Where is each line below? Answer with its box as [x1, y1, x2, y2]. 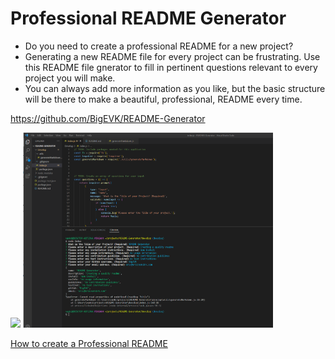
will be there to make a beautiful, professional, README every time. [24, 93, 303, 105]
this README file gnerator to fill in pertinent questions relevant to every [24, 61, 318, 73]
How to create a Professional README [10, 337, 168, 349]
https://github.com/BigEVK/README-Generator [10, 112, 206, 124]
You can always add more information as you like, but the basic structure [24, 82, 326, 94]
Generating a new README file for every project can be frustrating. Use [24, 50, 321, 62]
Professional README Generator [10, 7, 287, 30]
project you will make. [24, 72, 116, 84]
